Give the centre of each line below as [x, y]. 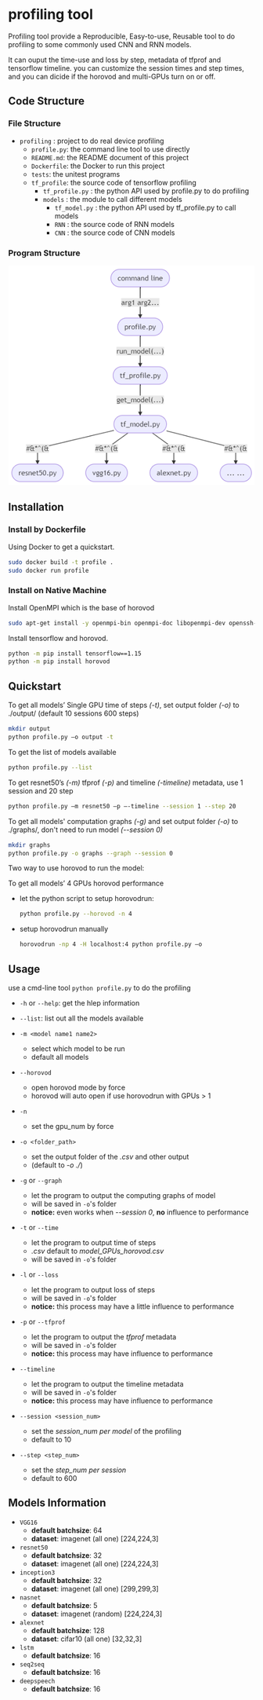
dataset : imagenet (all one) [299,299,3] [95, 1588]
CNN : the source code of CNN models [115, 233]
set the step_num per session [79, 1470]
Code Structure [46, 101]
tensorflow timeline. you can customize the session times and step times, [126, 68]
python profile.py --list [50, 768]
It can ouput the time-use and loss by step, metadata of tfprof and [115, 60]
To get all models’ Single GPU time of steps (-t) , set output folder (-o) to [124, 705]
